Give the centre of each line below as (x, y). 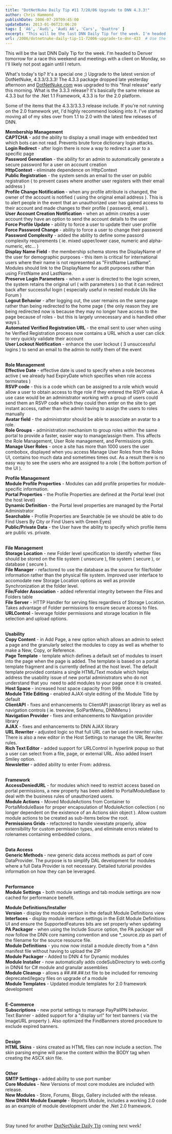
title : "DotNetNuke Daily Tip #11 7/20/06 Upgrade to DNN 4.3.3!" (78, 10)
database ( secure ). (27, 564)
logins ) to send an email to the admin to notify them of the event (73, 349)
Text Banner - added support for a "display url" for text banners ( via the (81, 1015)
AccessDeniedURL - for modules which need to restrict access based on (83, 785)
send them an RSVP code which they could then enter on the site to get (81, 403)
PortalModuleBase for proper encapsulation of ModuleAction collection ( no (85, 807)
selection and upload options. (37, 618)
